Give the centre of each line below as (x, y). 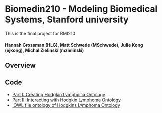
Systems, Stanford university (67, 20)
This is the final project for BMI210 (40, 33)
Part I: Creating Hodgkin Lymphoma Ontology (59, 94)
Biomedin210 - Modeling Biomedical (81, 9)
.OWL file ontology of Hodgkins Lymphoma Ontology (66, 105)
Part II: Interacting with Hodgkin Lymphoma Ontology (66, 100)
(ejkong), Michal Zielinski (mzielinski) (45, 50)
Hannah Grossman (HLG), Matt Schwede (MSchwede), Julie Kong (74, 45)
